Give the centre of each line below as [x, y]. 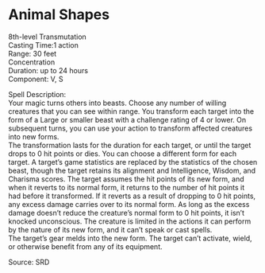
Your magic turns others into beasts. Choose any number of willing [117, 103]
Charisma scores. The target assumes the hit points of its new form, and [126, 179]
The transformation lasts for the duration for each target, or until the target [130, 145]
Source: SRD [29, 262]
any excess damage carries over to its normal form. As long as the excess [129, 204]
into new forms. [34, 136]
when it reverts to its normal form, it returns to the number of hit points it [127, 187]
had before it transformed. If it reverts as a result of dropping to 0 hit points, [132, 196]
